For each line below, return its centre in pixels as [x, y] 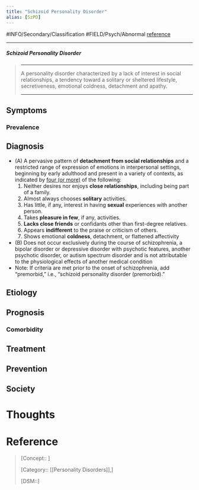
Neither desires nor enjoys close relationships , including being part [106, 186]
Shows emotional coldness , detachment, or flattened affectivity [101, 236]
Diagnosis [25, 147]
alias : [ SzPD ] [24, 17]
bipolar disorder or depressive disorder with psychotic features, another [102, 249]
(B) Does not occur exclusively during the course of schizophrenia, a [98, 242]
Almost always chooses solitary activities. [75, 198]
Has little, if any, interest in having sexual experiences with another [105, 204]
